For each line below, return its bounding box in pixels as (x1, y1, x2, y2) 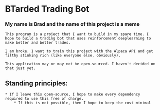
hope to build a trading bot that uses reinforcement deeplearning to (5, 36, 151, 41)
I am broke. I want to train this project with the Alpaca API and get (5, 49, 153, 54)
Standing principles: (5, 79, 68, 87)
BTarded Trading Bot (5, 3, 89, 15)
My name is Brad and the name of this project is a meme (5, 21, 140, 28)
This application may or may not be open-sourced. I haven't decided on (5, 62, 156, 67)
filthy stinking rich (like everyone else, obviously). (5, 53, 121, 58)
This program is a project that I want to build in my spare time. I (5, 32, 149, 37)
